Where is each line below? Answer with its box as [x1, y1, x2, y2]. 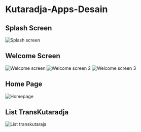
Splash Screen [5, 24, 52, 32]
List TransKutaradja [5, 108, 69, 117]
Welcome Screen [5, 52, 61, 60]
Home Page [5, 80, 43, 89]
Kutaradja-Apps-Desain [5, 4, 108, 15]
